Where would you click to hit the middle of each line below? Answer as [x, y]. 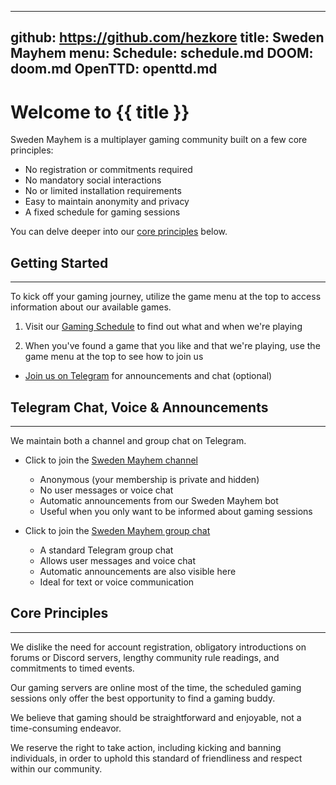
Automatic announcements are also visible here [138, 571]
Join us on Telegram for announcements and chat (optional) [148, 376]
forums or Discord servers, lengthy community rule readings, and [145, 657]
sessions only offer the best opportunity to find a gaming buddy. [143, 698]
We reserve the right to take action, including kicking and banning [146, 747]
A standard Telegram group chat [106, 550]
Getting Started [59, 262]
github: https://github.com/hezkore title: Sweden [167, 37]
